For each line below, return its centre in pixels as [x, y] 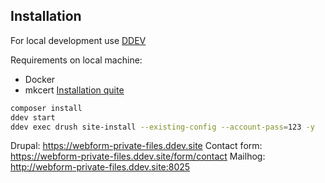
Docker [40, 79]
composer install [46, 108]
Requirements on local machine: [76, 60]
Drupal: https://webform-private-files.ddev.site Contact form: [136, 146]
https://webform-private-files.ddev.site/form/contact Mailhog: [138, 156]
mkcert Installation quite [74, 90]
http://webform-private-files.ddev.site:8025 [100, 167]
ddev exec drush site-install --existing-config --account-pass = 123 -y [162, 127]
